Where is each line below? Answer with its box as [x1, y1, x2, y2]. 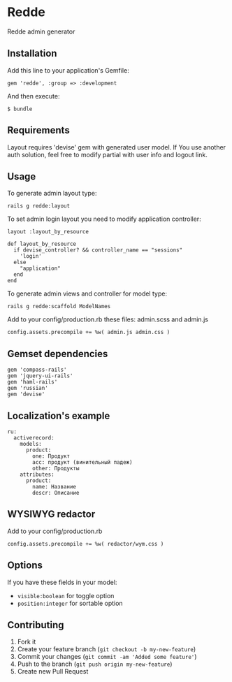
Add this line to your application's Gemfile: [7, 66, 129, 74]
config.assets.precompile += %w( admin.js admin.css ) [7, 329, 171, 336]
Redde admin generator [7, 27, 75, 36]
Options [7, 560, 43, 572]
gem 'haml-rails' [7, 379, 58, 386]
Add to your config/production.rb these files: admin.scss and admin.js [7, 315, 208, 324]
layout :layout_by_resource [7, 228, 89, 235]
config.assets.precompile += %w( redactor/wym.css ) [7, 540, 164, 547]
